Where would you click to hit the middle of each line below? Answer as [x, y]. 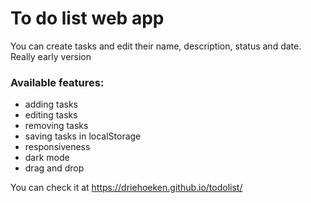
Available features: [57, 82]
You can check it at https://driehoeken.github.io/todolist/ [126, 188]
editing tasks [51, 115]
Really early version [51, 56]
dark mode [47, 158]
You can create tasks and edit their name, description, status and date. [156, 46]
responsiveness [57, 147]
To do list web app [87, 18]
